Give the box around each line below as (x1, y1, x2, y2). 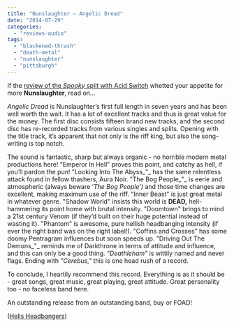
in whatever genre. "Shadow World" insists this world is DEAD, (7, 197, 187, 206)
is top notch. (29, 139, 65, 147)
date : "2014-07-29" (7, 17, 64, 24)
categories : (7, 23, 42, 30)
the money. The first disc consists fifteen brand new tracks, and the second (7, 116, 225, 126)
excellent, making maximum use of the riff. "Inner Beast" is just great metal (7, 190, 222, 198)
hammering (7, 204, 41, 213)
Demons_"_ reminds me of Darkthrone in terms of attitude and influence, (7, 241, 217, 250)
